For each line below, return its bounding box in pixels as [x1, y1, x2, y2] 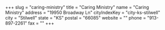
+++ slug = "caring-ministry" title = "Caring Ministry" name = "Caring [5, 4, 149, 10]
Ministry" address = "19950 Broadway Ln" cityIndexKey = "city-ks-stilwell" [5, 9, 160, 15]
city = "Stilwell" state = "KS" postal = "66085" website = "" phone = [5, 15, 146, 20]
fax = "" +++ [28, 20, 54, 26]
